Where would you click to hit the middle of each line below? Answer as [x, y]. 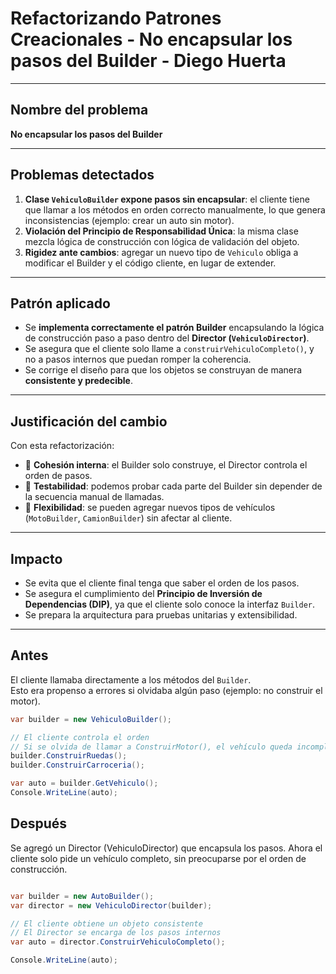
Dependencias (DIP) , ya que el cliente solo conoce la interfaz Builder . [170, 604]
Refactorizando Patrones [116, 18]
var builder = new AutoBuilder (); [82, 896]
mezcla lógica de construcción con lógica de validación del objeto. [162, 241]
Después [39, 823]
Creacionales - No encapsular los [151, 39]
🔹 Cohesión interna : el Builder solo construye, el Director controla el [166, 465]
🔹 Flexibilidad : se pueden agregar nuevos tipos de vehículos [150, 508]
